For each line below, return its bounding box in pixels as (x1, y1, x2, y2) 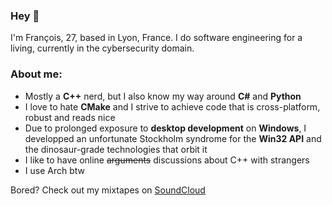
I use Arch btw (24, 164, 85, 176)
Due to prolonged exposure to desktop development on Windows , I (24, 122, 307, 134)
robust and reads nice (24, 111, 116, 123)
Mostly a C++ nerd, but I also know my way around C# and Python (24, 90, 302, 102)
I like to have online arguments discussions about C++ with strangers (24, 154, 310, 166)
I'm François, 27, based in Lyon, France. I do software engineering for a (10, 32, 303, 44)
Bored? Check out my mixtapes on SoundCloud (10, 184, 206, 196)
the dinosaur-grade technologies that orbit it (24, 143, 208, 155)
